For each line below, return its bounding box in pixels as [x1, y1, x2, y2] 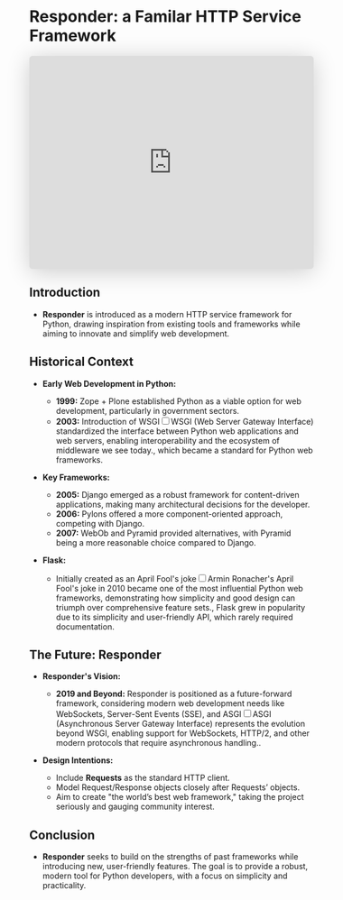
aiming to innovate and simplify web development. [42, 327, 230, 339]
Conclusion [29, 827, 96, 842]
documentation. [55, 620, 115, 632]
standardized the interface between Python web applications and [55, 426, 300, 436]
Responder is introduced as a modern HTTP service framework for [42, 308, 292, 319]
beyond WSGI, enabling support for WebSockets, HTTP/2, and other [55, 728, 311, 739]
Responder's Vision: [42, 671, 121, 682]
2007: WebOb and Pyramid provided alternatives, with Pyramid [55, 528, 292, 538]
